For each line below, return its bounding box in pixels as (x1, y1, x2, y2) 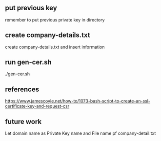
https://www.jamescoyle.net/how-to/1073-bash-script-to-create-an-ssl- (5, 98, 150, 104)
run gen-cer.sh (5, 58, 52, 66)
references (5, 85, 40, 93)
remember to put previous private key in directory (5, 17, 105, 22)
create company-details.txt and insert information (5, 44, 105, 50)
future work (5, 117, 42, 126)
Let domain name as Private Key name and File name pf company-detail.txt (5, 130, 156, 136)
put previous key (5, 4, 57, 12)
